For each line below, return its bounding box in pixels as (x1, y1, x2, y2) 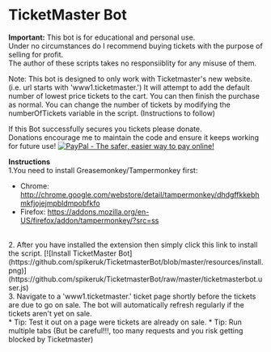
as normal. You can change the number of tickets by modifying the (8, 100, 231, 109)
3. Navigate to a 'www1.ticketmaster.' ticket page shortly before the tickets (8, 291, 256, 301)
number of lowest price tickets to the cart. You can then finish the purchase (8, 91, 260, 100)
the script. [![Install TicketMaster (8, 248, 117, 258)
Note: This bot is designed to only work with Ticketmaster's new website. (8, 74, 253, 83)
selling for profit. (8, 49, 64, 59)
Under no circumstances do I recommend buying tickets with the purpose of (8, 40, 263, 50)
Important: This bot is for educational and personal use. (8, 32, 196, 42)
